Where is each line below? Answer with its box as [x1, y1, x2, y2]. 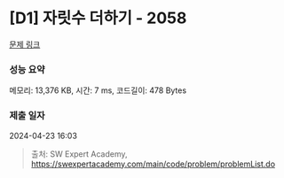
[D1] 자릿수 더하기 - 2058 [9, 8, 187, 28]
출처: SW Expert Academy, [30, 148, 128, 159]
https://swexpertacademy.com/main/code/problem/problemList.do [30, 159, 276, 169]
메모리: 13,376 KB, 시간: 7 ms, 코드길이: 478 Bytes [9, 85, 187, 96]
